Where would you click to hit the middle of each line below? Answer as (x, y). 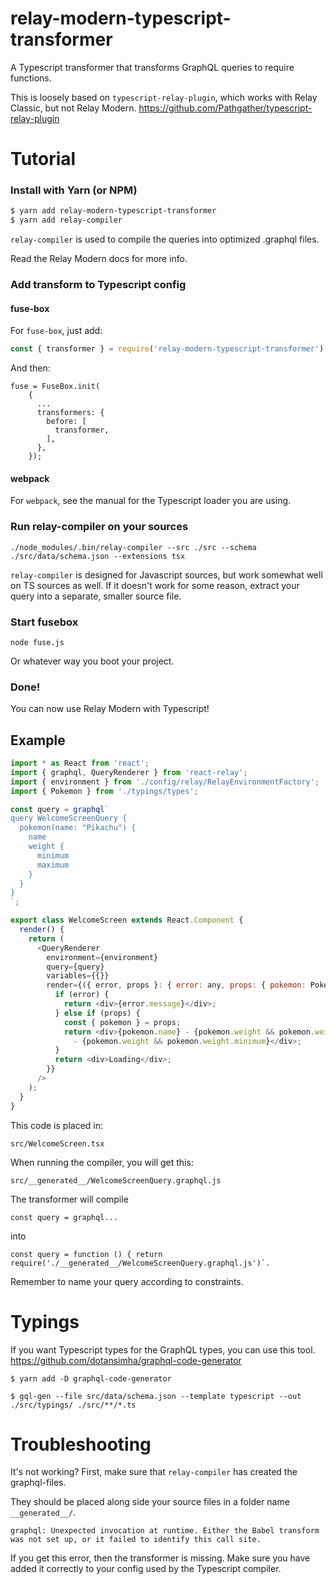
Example (38, 740)
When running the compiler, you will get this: (102, 1162)
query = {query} (75, 967)
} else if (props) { (97, 1013)
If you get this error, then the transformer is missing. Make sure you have (160, 1558)
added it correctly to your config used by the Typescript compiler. (146, 1569)
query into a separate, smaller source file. (96, 596)
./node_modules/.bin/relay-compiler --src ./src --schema (133, 547)
